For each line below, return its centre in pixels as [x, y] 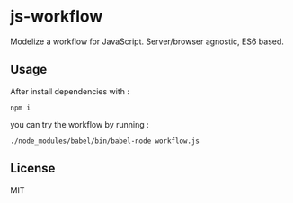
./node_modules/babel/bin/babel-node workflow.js [105, 141]
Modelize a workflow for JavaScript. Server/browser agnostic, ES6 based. [147, 41]
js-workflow [57, 17]
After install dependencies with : [70, 91]
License [33, 168]
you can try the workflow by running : [80, 124]
